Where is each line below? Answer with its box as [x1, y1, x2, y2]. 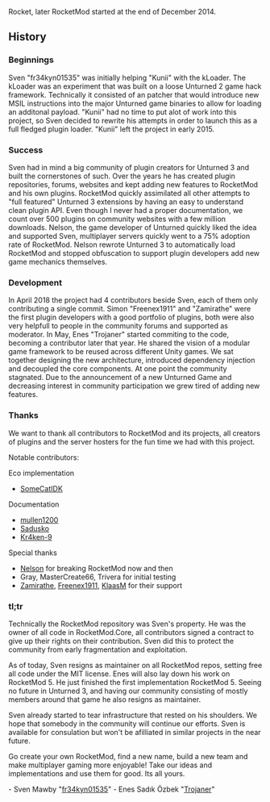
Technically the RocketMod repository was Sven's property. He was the [8, 619, 247, 629]
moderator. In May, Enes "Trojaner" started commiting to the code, [8, 330, 230, 340]
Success [8, 144, 44, 156]
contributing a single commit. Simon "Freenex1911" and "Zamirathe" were [8, 304, 251, 314]
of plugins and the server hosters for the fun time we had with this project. [8, 437, 255, 446]
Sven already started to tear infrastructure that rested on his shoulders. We [8, 710, 258, 720]
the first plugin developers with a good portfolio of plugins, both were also [8, 312, 255, 322]
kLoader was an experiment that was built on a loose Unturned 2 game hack [8, 81, 262, 91]
